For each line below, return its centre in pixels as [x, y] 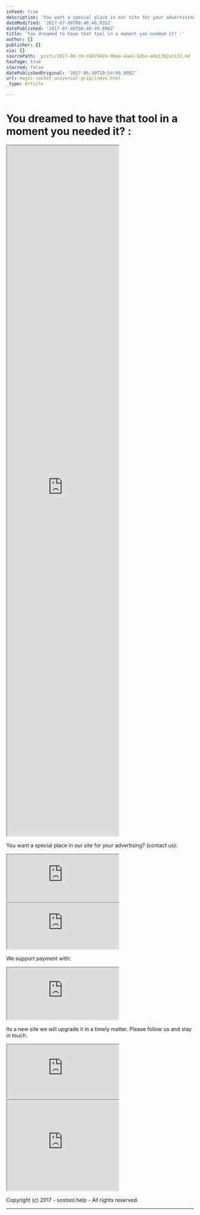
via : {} [16, 51]
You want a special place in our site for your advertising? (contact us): [92, 845]
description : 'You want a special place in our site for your [85, 17]
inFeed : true [22, 12]
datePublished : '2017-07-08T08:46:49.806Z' [61, 28]
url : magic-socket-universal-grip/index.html [63, 78]
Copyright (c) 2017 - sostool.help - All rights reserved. [72, 1200]
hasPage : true [24, 62]
